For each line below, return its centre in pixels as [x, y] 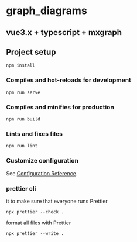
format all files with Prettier [39, 223]
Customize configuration [42, 161]
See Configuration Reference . [42, 173]
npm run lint [22, 146]
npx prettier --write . [35, 233]
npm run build [23, 119]
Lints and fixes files [35, 134]
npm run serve [23, 92]
